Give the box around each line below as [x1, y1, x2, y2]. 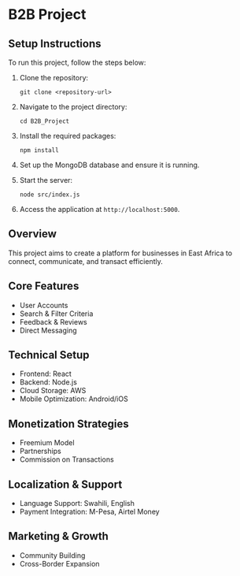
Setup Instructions [8, 37, 102, 50]
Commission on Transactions [19, 455, 114, 464]
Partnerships [19, 447, 61, 456]
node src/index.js [19, 191, 80, 199]
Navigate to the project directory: [19, 102, 127, 111]
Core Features [8, 280, 79, 293]
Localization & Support [8, 478, 123, 491]
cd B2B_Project [19, 117, 70, 125]
